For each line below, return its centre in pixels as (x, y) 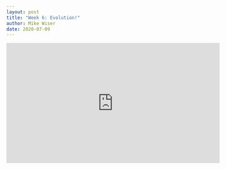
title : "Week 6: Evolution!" (43, 18)
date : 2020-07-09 (28, 29)
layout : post (23, 12)
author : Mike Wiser (31, 23)
